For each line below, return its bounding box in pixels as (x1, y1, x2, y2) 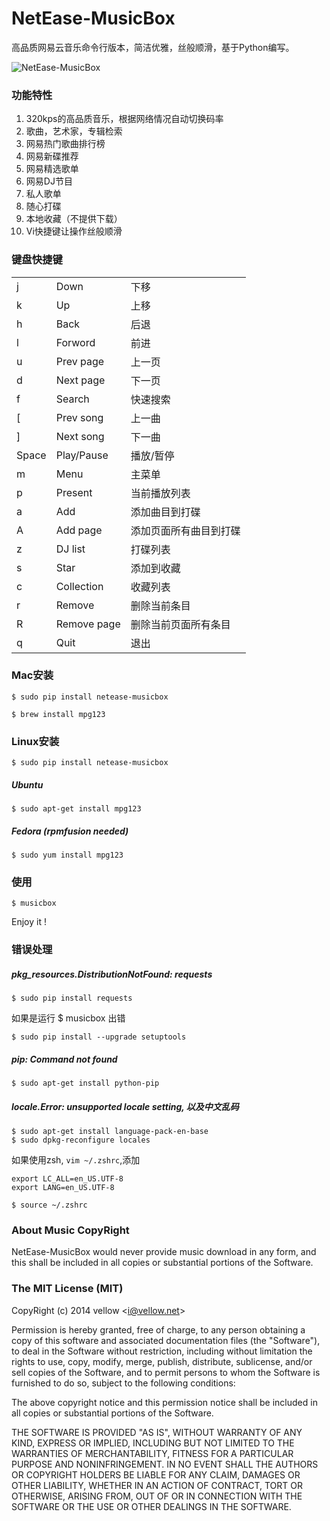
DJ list (55, 542, 86, 556)
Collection (55, 579, 104, 593)
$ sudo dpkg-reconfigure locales (11, 1135, 151, 1146)
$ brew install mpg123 (11, 709, 106, 719)
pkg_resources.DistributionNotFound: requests (11, 968, 213, 980)
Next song (55, 429, 105, 443)
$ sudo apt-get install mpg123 (11, 804, 142, 814)
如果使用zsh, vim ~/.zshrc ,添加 (11, 1154, 141, 1166)
